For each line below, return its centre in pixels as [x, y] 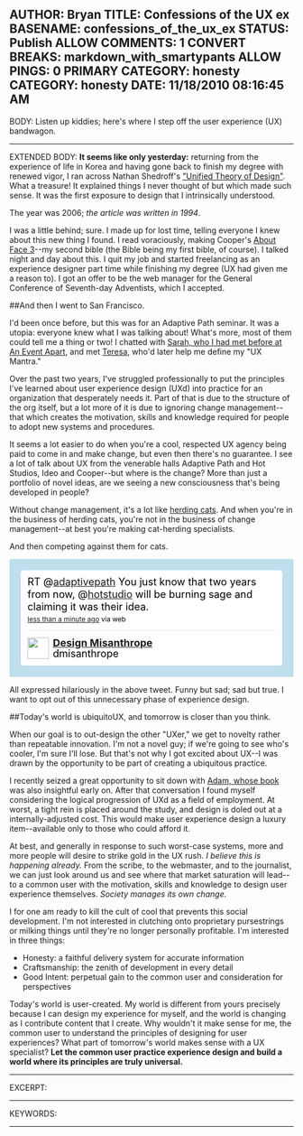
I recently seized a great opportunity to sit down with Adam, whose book [144, 780]
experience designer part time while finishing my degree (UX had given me [149, 268]
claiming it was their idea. [88, 606]
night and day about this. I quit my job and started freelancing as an [135, 259]
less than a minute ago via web [77, 619]
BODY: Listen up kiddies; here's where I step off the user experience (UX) [146, 121]
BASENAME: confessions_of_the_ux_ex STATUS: [149, 29]
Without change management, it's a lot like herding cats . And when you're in [151, 509]
